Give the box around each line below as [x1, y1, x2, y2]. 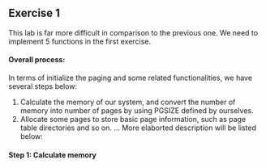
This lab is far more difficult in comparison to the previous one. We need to [8, 27, 258, 37]
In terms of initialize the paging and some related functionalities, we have [8, 73, 253, 83]
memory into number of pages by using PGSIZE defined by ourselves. [19, 106, 254, 115]
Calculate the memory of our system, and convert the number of [19, 97, 236, 107]
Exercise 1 [8, 6, 61, 20]
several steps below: [8, 82, 78, 91]
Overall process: [8, 55, 66, 65]
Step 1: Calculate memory [8, 149, 97, 160]
